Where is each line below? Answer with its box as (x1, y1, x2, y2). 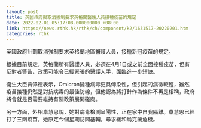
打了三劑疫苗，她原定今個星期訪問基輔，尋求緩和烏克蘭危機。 (6, 115, 159, 123)
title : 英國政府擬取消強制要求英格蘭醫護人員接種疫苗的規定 (6, 14, 136, 20)
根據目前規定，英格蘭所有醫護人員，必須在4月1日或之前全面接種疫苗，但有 (6, 61, 190, 68)
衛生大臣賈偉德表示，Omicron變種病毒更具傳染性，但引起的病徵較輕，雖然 (6, 81, 190, 88)
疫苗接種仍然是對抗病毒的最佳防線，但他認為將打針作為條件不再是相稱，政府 (6, 88, 195, 95)
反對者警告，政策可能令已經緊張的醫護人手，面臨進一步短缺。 (6, 68, 159, 75)
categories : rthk (6, 31, 50, 37)
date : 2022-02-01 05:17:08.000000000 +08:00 (6, 20, 119, 26)
